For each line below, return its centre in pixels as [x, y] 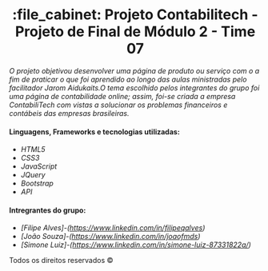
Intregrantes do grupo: [48, 210]
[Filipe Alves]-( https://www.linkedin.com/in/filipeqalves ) [113, 228]
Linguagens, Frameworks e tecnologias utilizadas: [95, 132]
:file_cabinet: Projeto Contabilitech [130, 15]
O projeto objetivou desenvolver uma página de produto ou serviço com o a [134, 70]
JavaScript [39, 166]
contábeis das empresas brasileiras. [69, 113]
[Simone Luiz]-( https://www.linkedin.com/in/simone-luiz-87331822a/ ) [136, 245]
